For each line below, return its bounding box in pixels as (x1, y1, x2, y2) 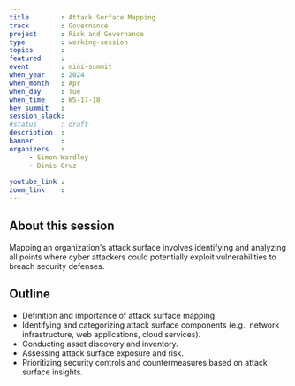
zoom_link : (9, 186, 65, 195)
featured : (9, 54, 65, 63)
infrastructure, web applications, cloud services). (21, 328, 201, 339)
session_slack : (9, 112, 65, 120)
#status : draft (9, 120, 89, 129)
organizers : (9, 144, 65, 153)
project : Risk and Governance (9, 29, 144, 38)
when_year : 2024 (9, 71, 86, 80)
